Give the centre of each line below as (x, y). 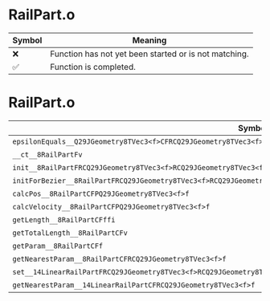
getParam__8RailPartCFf (58, 246)
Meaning (149, 40)
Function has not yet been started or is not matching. (149, 54)
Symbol (27, 40)
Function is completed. (93, 67)
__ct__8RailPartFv (47, 155)
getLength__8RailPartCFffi (64, 220)
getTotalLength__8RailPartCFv (70, 233)
